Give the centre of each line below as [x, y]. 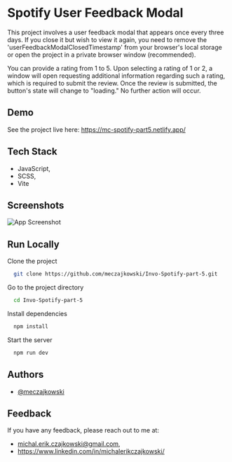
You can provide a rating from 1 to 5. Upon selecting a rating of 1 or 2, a [110, 68]
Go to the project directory [46, 287]
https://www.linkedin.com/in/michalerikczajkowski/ [91, 451]
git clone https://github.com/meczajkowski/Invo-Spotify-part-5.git [116, 274]
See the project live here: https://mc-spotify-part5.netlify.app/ [96, 129]
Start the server [30, 340]
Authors [26, 375]
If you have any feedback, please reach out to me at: [83, 430]
